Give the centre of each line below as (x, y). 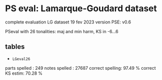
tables (15, 47)
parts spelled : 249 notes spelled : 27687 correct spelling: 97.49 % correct (81, 68)
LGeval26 (21, 59)
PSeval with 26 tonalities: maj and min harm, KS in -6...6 (62, 31)
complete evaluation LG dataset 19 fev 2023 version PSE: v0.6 (68, 22)
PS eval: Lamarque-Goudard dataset (81, 9)
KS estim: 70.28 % (24, 73)
